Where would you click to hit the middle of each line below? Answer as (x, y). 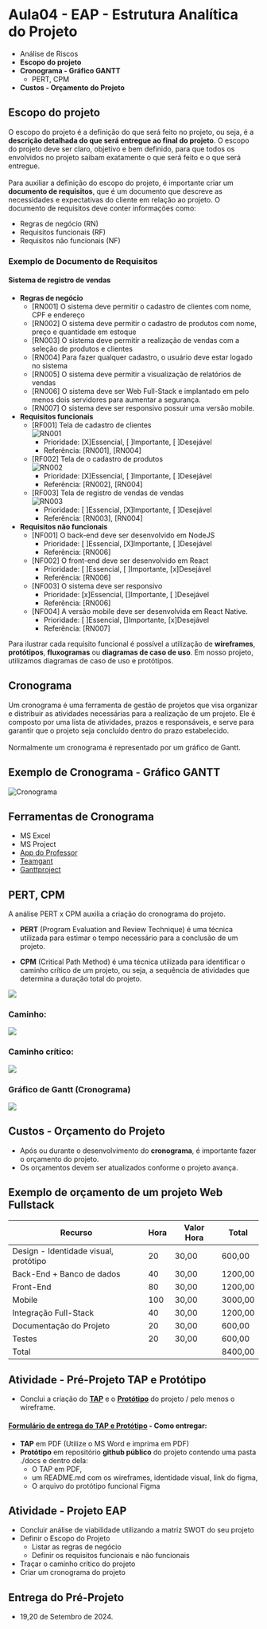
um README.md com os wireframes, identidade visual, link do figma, (145, 1478)
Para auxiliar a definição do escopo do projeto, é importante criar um (121, 183)
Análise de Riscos (49, 53)
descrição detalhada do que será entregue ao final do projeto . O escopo (129, 140)
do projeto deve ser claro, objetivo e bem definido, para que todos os (122, 148)
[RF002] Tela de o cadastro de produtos (97, 458)
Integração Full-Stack (53, 1312)
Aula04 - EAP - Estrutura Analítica (123, 15)
